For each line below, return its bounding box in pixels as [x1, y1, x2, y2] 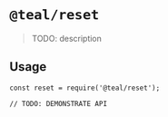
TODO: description [31, 33, 103, 44]
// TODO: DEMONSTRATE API [9, 99, 107, 108]
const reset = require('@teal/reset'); [9, 83, 161, 93]
